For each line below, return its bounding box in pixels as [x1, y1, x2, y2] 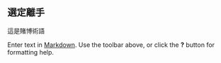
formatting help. [7, 48, 55, 56]
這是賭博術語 [7, 27, 45, 35]
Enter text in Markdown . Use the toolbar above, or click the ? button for [7, 41, 215, 49]
